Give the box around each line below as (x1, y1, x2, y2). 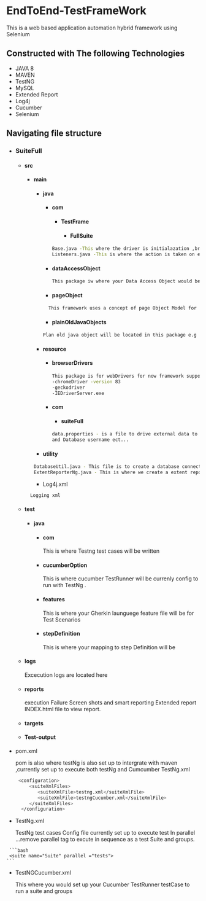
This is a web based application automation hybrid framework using (6, 24, 178, 31)
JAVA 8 (15, 64, 34, 72)
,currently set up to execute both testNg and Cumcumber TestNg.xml (15, 766, 190, 773)
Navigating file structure (6, 128, 102, 139)
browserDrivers (51, 359, 93, 367)
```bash (9, 848, 29, 854)
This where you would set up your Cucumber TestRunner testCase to (15, 881, 190, 888)
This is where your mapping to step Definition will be (42, 643, 176, 651)
